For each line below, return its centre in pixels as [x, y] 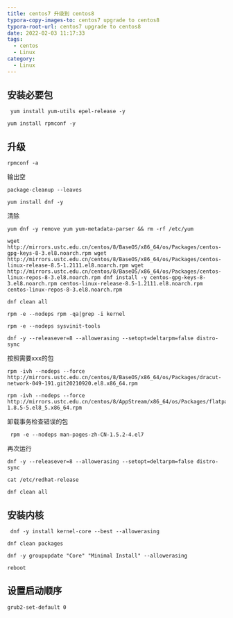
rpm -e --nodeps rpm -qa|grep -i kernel [67, 314]
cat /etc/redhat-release [43, 480]
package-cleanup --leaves [44, 190]
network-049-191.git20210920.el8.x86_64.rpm [72, 384]
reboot [17, 568]
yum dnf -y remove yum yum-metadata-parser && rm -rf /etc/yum [101, 229]
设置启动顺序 [35, 591]
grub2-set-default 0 [37, 607]
